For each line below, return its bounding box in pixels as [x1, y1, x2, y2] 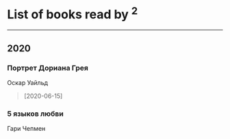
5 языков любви [7, 109, 64, 118]
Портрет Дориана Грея [7, 63, 89, 73]
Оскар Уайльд [7, 78, 49, 86]
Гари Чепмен [7, 125, 46, 133]
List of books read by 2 [7, 4, 138, 23]
